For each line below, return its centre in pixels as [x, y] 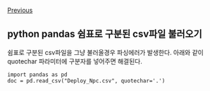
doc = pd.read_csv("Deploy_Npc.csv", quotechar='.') [86, 80]
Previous [20, 10]
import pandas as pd [38, 74]
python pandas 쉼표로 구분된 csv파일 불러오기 [105, 34]
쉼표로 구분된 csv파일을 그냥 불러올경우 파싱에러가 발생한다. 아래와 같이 [106, 52]
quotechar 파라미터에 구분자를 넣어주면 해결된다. [75, 61]
